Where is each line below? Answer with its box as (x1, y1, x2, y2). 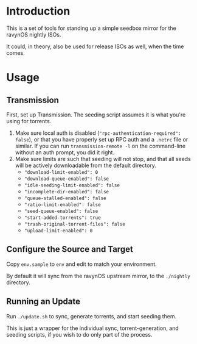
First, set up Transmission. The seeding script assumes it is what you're (6, 111, 186, 118)
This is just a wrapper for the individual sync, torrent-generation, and (6, 324, 179, 332)
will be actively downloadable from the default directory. (15, 162, 157, 169)
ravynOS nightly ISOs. (6, 30, 61, 38)
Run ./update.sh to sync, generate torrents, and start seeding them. (6, 312, 177, 320)
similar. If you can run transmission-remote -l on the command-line (15, 142, 186, 149)
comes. (6, 49, 26, 56)
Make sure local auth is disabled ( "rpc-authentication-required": (15, 129, 181, 137)
